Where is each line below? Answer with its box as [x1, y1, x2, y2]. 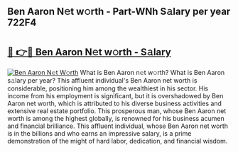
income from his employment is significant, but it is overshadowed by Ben [7, 92, 224, 100]
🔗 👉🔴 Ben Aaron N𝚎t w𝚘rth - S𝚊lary [7, 46, 172, 58]
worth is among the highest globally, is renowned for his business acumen [7, 115, 225, 122]
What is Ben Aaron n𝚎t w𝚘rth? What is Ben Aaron [80, 69, 225, 76]
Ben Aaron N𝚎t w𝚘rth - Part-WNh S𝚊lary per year [7, 6, 231, 18]
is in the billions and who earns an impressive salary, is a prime [7, 129, 192, 137]
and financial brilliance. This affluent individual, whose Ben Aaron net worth [7, 122, 229, 130]
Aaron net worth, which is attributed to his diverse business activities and [7, 99, 222, 107]
